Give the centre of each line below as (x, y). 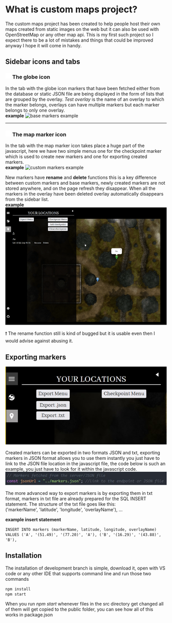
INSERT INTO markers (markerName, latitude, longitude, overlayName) (81, 530)
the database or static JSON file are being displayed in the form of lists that (84, 94)
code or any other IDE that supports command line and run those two (78, 573)
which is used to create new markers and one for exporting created (76, 156)
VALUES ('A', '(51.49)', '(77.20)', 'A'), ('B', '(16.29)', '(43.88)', (83, 535)
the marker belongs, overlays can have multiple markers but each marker (82, 104)
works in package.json (29, 615)
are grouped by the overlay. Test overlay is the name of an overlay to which (85, 99)
